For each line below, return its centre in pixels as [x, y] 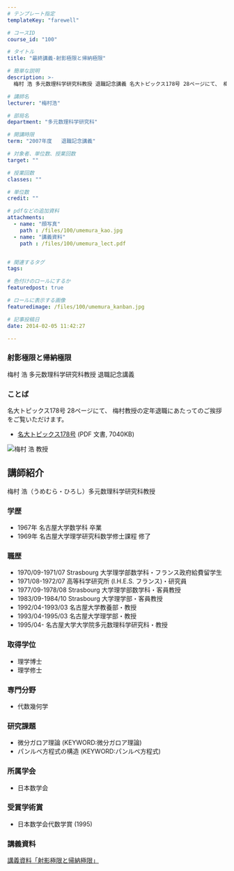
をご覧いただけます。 [38, 419]
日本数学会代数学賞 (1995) [55, 824]
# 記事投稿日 [23, 319]
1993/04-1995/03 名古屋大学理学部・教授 [77, 616]
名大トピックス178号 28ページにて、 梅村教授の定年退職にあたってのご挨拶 [115, 410]
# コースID [21, 33]
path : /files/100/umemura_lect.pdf [73, 244]
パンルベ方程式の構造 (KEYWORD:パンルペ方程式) [89, 752]
